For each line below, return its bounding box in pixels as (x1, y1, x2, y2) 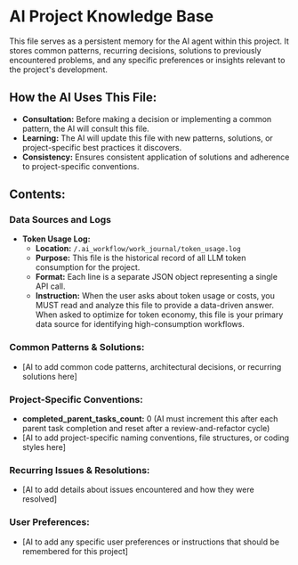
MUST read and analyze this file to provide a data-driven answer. (35, 300, 274, 311)
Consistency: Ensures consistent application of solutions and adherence (21, 151, 290, 162)
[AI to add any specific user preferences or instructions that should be (21, 536, 280, 547)
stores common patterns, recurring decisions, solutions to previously (9, 45, 262, 55)
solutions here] (21, 371, 77, 381)
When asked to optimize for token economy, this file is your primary (35, 309, 284, 320)
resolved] (21, 494, 58, 504)
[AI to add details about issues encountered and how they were (21, 484, 255, 495)
